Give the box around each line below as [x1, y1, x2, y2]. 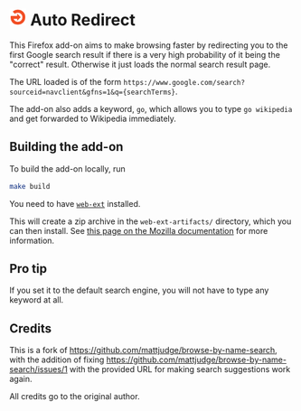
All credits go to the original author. [9, 391, 140, 402]
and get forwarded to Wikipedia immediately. [9, 113, 176, 124]
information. [9, 235, 55, 246]
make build [9, 182, 51, 191]
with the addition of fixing [9, 354, 105, 365]
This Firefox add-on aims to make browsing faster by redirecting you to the [9, 40, 288, 51]
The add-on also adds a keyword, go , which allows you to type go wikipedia [9, 103, 293, 114]
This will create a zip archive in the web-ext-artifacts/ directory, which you [9, 216, 292, 227]
